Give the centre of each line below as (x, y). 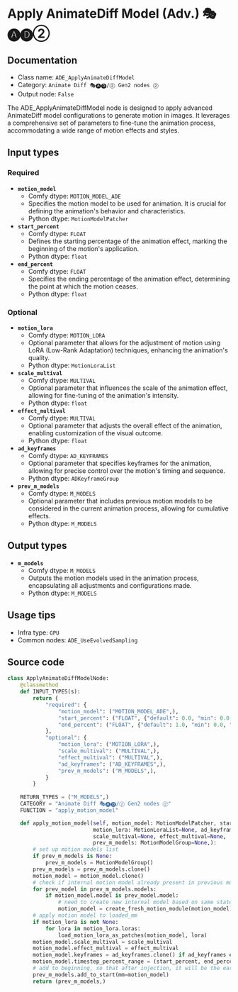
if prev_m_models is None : (73, 856)
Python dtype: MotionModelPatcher (78, 218)
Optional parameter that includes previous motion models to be (120, 501)
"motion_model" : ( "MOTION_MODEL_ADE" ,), (118, 711)
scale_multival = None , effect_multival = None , (160, 836)
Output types (37, 546)
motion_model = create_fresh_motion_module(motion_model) (145, 909)
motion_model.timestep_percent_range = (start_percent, (117, 962)
